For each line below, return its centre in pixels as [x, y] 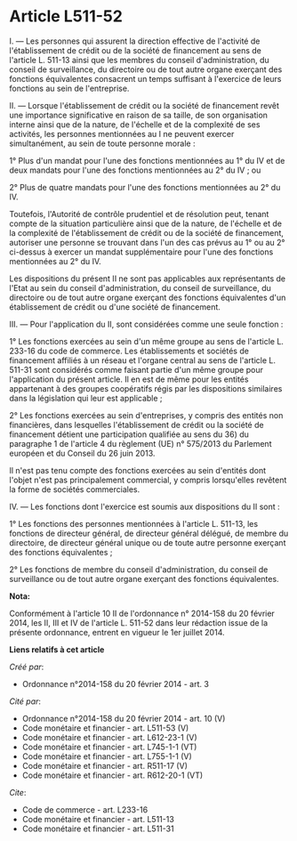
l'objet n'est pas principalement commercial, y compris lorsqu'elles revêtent [148, 480]
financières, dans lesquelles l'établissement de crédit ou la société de [136, 425]
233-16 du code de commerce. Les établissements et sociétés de [129, 351]
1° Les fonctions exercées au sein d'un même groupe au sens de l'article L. [147, 341]
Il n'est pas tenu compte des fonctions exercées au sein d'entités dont [138, 470]
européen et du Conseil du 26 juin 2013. [82, 453]
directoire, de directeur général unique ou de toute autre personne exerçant [148, 542]
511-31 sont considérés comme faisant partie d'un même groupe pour [136, 369]
